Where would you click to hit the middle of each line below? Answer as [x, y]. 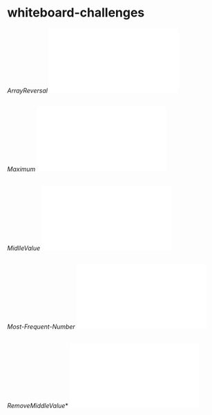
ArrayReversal [28, 90]
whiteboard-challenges [76, 13]
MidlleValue [24, 248]
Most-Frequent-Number [41, 327]
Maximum [21, 169]
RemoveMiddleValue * [38, 405]
